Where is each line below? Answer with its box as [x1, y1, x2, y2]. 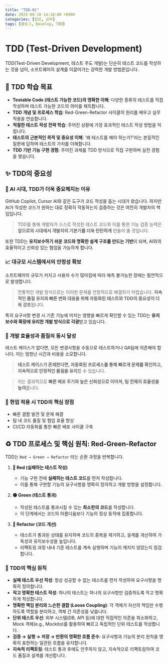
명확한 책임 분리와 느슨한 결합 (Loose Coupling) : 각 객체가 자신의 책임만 [12, 602, 154, 608]
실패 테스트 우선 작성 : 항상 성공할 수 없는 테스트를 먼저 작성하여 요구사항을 [12, 577, 156, 583]
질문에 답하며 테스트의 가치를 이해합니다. [12, 141, 92, 147]
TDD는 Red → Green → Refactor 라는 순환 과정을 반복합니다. [5, 454, 124, 460]
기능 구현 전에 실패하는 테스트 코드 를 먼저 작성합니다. [20, 475, 123, 481]
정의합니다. [22, 583, 44, 589]
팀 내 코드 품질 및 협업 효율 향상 [12, 417, 74, 423]
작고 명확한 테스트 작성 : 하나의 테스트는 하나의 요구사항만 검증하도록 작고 [12, 589, 154, 595]
